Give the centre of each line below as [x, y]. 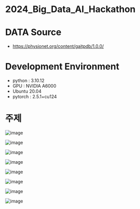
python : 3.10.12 [28, 81]
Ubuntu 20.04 [27, 91]
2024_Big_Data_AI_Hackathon [71, 9]
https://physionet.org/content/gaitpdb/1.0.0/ [58, 46]
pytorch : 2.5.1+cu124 [34, 97]
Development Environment [62, 67]
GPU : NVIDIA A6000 [34, 86]
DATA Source [33, 32]
